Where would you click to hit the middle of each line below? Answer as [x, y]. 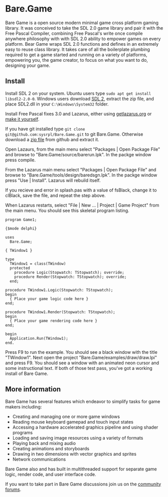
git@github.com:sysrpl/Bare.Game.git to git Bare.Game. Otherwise [74, 134]
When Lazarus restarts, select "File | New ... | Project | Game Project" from [82, 205]
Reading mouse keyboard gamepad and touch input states [73, 422]
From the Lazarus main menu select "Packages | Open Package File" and [81, 169]
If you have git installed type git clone [45, 129]
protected [20, 268]
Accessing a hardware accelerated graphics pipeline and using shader [85, 427]
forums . [13, 489]
